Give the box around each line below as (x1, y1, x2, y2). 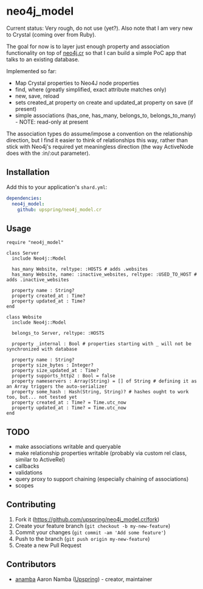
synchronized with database (6, 346, 78, 352)
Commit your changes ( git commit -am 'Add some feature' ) (15, 529, 166, 536)
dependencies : (6, 195, 43, 201)
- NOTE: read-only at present (15, 118, 89, 126)
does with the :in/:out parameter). (6, 149, 91, 157)
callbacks (15, 462, 40, 469)
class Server (6, 250, 40, 257)
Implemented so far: (6, 67, 57, 74)
